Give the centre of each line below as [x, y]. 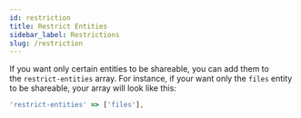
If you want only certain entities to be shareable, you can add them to [140, 69]
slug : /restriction [46, 43]
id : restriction [40, 18]
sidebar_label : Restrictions [65, 34]
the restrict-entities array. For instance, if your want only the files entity [151, 79]
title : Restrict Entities [58, 26]
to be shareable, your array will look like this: [93, 88]
